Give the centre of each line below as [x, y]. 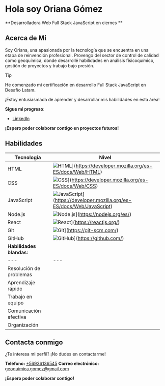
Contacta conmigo [34, 342]
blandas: [18, 252]
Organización [23, 325]
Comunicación [24, 311]
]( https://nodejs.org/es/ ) [103, 214]
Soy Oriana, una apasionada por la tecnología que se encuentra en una [77, 50]
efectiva [17, 317]
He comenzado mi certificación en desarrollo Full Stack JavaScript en [76, 85]
